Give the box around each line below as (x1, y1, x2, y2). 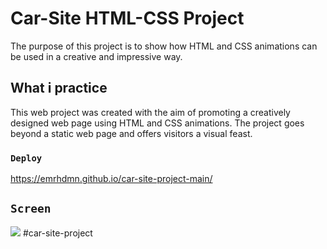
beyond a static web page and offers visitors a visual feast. (10, 127, 253, 139)
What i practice (10, 80, 108, 97)
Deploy (10, 152, 43, 164)
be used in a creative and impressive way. (10, 50, 183, 62)
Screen (10, 202, 52, 216)
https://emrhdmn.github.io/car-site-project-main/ (10, 173, 213, 185)
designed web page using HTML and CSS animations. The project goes (10, 117, 305, 129)
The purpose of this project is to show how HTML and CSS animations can (10, 40, 318, 52)
